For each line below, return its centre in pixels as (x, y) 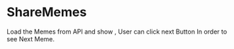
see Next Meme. (30, 38)
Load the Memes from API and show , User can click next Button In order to (117, 31)
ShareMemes (47, 12)
